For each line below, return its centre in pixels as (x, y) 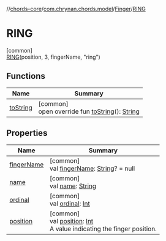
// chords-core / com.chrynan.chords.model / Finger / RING (76, 9)
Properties (27, 133)
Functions (26, 76)
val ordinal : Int (70, 203)
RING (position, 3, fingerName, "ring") (54, 57)
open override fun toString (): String (89, 111)
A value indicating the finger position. (104, 229)
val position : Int (72, 221)
